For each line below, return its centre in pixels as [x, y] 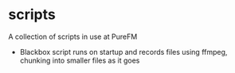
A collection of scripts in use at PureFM [73, 36]
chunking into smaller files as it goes [80, 60]
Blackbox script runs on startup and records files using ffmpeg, [123, 52]
